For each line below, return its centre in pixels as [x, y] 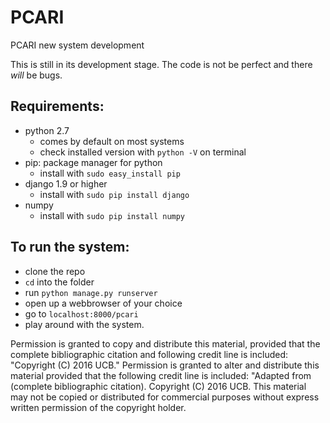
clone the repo [55, 271]
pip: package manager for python [93, 162]
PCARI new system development [77, 45]
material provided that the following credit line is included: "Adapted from [161, 375]
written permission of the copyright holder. [98, 407]
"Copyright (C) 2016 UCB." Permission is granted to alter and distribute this [165, 365]
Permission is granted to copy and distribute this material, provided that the [165, 343]
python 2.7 [47, 130]
